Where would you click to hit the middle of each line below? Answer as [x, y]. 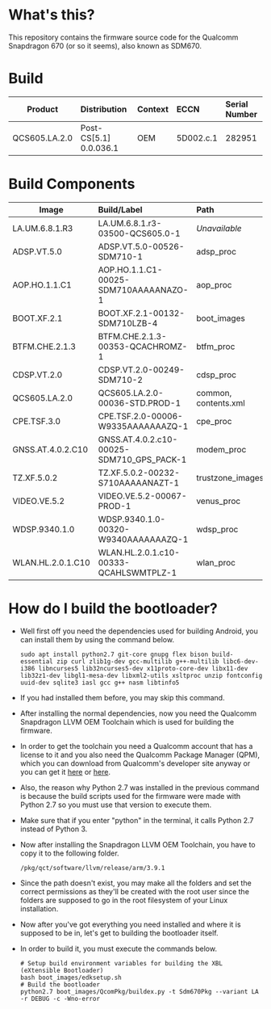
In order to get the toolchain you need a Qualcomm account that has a [136, 746]
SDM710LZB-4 [128, 323]
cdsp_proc [216, 375]
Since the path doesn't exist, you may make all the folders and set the [135, 883]
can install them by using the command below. [97, 639]
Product [43, 109]
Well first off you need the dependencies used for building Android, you [139, 631]
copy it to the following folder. [69, 853]
